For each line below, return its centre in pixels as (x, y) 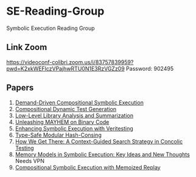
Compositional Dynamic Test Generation (66, 109)
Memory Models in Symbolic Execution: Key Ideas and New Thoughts (102, 154)
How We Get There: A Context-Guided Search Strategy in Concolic (99, 141)
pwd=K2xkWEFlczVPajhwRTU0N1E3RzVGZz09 (65, 68)
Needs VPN (30, 161)
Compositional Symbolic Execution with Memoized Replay (88, 167)
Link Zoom (27, 47)
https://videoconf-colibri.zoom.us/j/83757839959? (70, 62)
